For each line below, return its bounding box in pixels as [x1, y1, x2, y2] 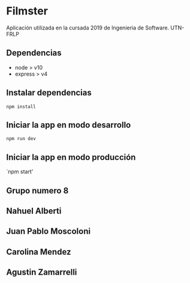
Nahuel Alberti [6, 205, 62, 216]
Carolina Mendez [6, 246, 71, 257]
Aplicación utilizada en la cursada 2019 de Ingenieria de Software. [6, 24, 170, 31]
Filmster [6, 4, 48, 18]
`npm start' [6, 168, 34, 175]
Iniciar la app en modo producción [6, 152, 136, 162]
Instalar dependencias [6, 88, 92, 98]
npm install [6, 103, 36, 109]
